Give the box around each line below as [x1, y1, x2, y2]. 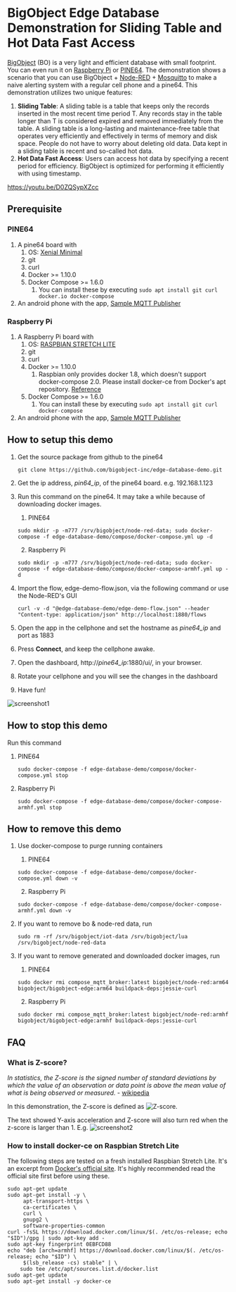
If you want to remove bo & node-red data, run [17, 919, 152, 928]
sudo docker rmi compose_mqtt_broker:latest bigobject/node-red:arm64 [17, 979, 229, 986]
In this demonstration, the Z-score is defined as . [7, 1102, 178, 1111]
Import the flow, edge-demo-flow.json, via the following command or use [17, 583, 229, 592]
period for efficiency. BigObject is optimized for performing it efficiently [17, 161, 225, 170]
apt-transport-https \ [22, 1198, 90, 1205]
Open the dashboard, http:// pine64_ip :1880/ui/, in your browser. [17, 658, 202, 666]
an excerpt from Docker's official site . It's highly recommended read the [7, 1164, 216, 1173]
